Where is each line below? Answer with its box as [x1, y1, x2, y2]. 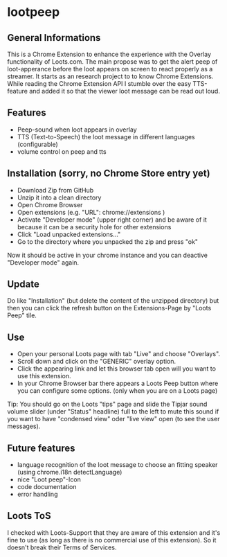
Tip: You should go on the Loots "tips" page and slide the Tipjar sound [7, 400, 208, 409]
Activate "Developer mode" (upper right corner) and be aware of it [17, 215, 208, 224]
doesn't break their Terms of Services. [7, 543, 117, 551]
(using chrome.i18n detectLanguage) [17, 468, 122, 477]
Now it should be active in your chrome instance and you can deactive [7, 251, 208, 259]
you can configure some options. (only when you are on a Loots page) [17, 387, 218, 395]
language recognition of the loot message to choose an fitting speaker [17, 461, 218, 469]
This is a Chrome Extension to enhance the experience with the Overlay [7, 50, 212, 58]
